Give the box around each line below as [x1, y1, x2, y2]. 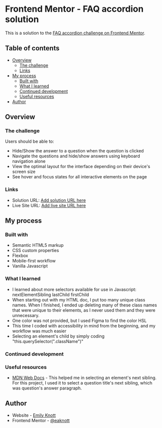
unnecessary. [12, 312, 40, 318]
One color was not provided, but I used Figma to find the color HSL [12, 318, 147, 323]
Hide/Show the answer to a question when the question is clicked [12, 148, 144, 154]
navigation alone [12, 158, 46, 164]
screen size [12, 169, 36, 174]
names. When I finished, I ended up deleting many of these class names [12, 302, 157, 308]
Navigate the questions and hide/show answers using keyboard [12, 153, 140, 159]
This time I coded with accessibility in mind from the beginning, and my [12, 322, 156, 328]
